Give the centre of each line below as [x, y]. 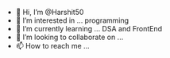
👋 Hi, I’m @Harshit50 [50, 12]
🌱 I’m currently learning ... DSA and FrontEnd [89, 29]
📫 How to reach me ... [52, 46]
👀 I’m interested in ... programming [72, 20]
